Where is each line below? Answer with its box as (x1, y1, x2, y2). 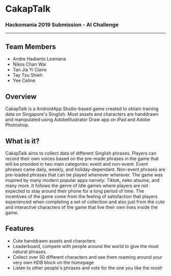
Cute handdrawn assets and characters (12, 237, 96, 244)
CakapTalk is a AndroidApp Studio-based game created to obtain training (5, 106, 159, 112)
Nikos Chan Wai (12, 62, 46, 68)
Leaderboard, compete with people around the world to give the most (12, 243, 159, 249)
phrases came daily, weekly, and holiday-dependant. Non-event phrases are (5, 166, 165, 172)
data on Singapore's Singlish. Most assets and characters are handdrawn (5, 111, 159, 117)
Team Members (5, 42, 56, 51)
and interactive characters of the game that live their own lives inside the (5, 204, 158, 210)
